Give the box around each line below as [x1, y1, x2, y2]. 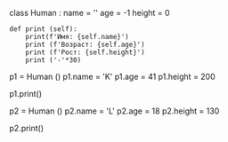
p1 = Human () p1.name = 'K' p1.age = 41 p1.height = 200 [9, 71, 216, 82]
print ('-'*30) [25, 56, 82, 65]
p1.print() [9, 89, 43, 99]
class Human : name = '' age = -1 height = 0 [9, 8, 171, 18]
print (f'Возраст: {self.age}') [25, 40, 145, 49]
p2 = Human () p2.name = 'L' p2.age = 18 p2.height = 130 [9, 106, 220, 116]
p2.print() [9, 123, 45, 133]
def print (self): [9, 25, 77, 34]
